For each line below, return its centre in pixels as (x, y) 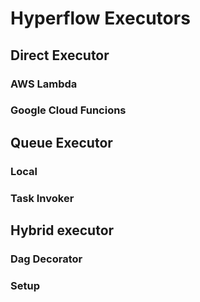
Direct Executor (60, 55)
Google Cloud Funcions (68, 110)
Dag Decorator (46, 259)
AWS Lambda (44, 84)
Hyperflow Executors (100, 18)
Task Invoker (42, 198)
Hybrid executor (62, 230)
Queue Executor (61, 142)
